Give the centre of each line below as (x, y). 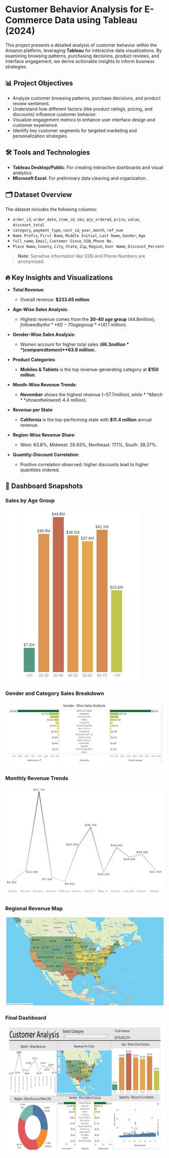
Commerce (29, 20)
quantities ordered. (40, 470)
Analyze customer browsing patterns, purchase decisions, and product (87, 98)
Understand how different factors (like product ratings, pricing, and (82, 109)
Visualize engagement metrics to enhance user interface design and (84, 119)
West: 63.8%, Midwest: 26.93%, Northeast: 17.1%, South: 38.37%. (89, 445)
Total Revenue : (29, 290)
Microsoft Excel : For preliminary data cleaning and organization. (80, 178)
